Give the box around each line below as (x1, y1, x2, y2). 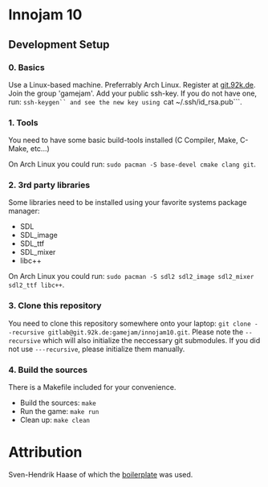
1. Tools (8, 117, 39, 128)
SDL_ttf (19, 239, 45, 248)
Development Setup (8, 38, 110, 51)
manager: (8, 207, 40, 216)
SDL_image (19, 231, 58, 240)
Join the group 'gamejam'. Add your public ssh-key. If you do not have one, (8, 88, 258, 98)
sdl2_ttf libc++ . (8, 280, 65, 290)
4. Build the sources (8, 364, 88, 375)
